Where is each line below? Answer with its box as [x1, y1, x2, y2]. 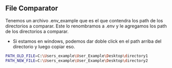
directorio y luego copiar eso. [12, 43, 75, 50]
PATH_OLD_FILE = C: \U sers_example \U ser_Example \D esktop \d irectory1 [5, 53, 148, 58]
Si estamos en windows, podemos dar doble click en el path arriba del [12, 38, 162, 44]
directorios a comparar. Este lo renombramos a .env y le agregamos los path [5, 23, 167, 29]
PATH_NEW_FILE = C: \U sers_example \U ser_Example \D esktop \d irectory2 [5, 58, 148, 63]
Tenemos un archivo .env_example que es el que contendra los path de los [5, 17, 163, 23]
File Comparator [5, 4, 58, 13]
